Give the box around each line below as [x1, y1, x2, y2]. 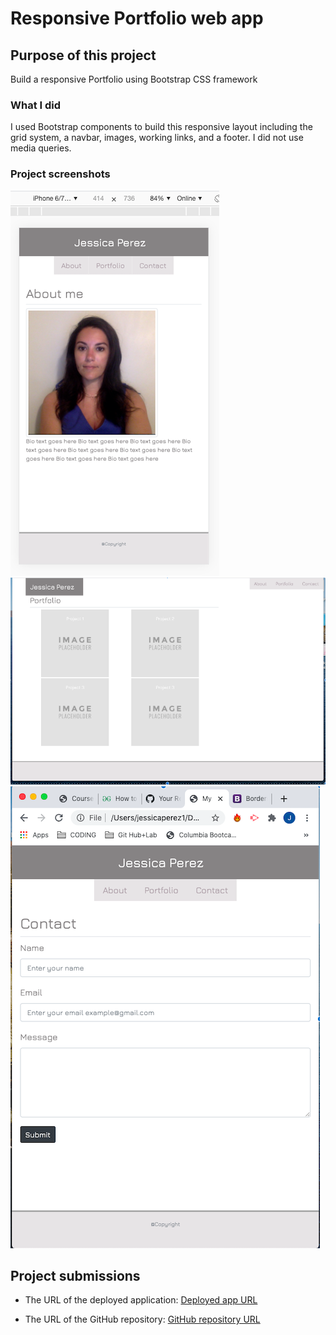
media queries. [10, 142, 72, 154]
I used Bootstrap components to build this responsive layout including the [10, 121, 313, 133]
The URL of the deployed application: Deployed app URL [24, 1294, 258, 1306]
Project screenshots [10, 167, 111, 181]
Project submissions [10, 1267, 141, 1284]
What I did [10, 98, 62, 112]
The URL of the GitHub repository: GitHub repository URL [24, 1313, 261, 1326]
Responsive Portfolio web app [10, 7, 264, 30]
